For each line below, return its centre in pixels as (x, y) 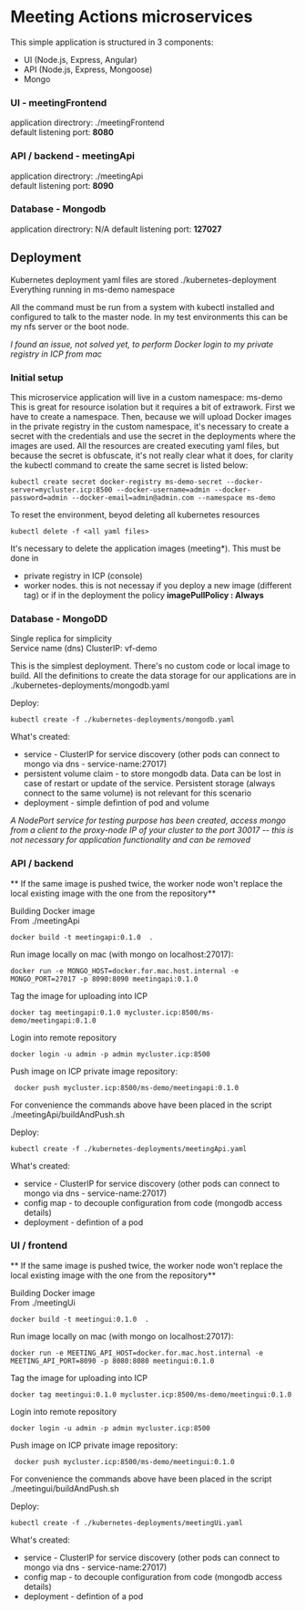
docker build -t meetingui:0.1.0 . (80, 1319)
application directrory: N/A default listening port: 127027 (116, 229)
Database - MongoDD (59, 618)
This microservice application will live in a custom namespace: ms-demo (147, 397)
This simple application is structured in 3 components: (112, 42)
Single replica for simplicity (61, 639)
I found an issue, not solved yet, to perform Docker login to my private (142, 344)
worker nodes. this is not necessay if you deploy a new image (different (158, 585)
